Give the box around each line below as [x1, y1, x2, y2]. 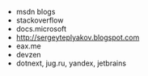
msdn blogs [15, 7, 56, 16]
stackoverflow [15, 15, 64, 25]
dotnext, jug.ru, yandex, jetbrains [15, 58, 127, 68]
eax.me [15, 41, 42, 51]
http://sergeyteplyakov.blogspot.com [15, 32, 140, 42]
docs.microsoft [15, 24, 67, 33]
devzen [15, 50, 42, 59]
